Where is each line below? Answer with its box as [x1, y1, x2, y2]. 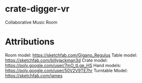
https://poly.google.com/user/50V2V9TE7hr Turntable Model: [5, 68, 128, 73]
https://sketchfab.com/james [5, 72, 63, 78]
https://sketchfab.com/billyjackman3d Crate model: [5, 57, 108, 63]
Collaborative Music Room [5, 19, 58, 25]
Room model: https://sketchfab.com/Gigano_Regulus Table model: [5, 52, 138, 58]
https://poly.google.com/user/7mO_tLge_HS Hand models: [5, 62, 121, 68]
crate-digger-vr [5, 3, 70, 14]
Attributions [5, 36, 55, 47]
